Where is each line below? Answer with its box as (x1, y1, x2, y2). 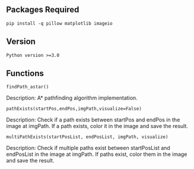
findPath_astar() (6, 84, 49, 90)
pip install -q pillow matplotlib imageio (6, 20, 113, 26)
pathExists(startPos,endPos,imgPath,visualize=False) (6, 106, 142, 112)
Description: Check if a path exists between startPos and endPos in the (6, 116, 180, 123)
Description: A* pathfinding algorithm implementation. (6, 94, 138, 101)
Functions (6, 68, 44, 79)
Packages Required (6, 5, 79, 15)
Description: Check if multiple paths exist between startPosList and (6, 145, 170, 152)
